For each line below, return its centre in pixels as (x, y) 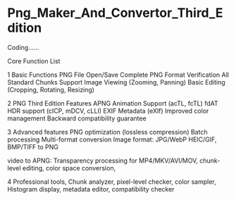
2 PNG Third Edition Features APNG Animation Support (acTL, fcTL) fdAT (113, 103)
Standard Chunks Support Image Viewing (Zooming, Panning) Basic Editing (116, 82)
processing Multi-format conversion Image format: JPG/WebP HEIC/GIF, (112, 139)
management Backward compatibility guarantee (77, 118)
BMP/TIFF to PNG (33, 146)
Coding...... (23, 47)
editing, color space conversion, (69, 168)
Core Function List (34, 61)
